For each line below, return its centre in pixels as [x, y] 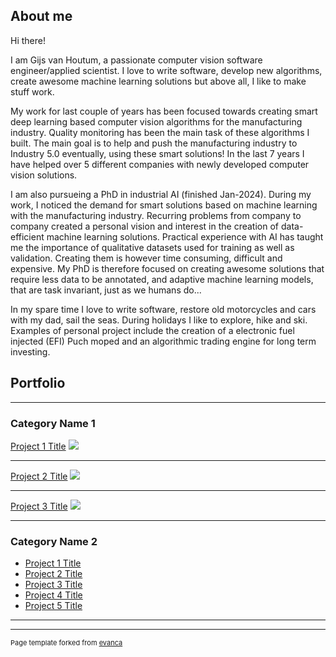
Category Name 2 [54, 541]
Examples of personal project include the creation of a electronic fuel [152, 330]
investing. [30, 351]
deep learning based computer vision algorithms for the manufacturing [156, 121]
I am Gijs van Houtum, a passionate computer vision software [136, 60]
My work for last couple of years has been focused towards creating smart [164, 111]
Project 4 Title [53, 595]
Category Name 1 [53, 423]
